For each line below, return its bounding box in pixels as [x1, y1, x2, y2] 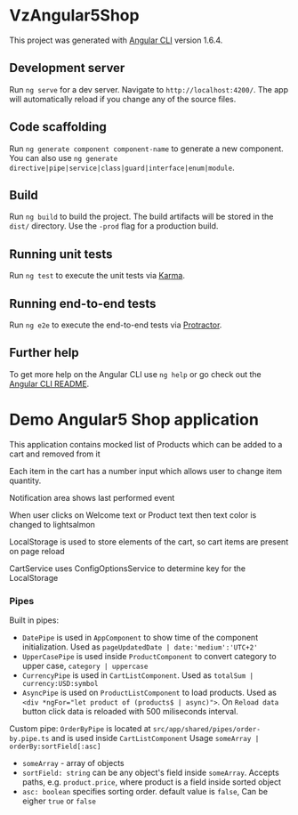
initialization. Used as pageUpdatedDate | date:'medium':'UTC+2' [21, 642, 258, 652]
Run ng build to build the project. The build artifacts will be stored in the [9, 211, 274, 222]
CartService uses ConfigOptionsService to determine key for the [9, 562, 246, 574]
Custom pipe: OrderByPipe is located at [9, 723, 151, 734]
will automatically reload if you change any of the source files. [9, 93, 237, 104]
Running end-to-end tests [9, 295, 157, 311]
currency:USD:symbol [21, 680, 99, 689]
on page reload [9, 545, 65, 556]
